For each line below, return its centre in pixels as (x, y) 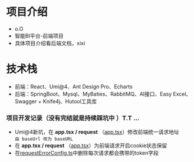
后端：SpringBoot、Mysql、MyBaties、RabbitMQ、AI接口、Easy (93, 94)
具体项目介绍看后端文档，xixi (50, 43)
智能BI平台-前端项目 (39, 35)
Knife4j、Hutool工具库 (70, 101)
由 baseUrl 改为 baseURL (44, 139)
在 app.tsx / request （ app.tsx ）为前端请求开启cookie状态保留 (91, 146)
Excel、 (182, 94)
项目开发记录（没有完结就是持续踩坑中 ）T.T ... (73, 118)
